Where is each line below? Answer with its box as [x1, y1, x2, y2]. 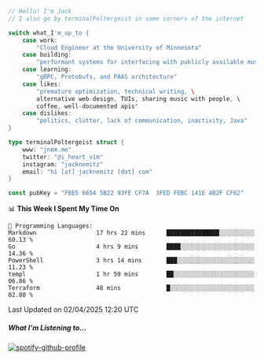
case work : [22, 36, 58, 44]
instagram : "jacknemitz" [22, 160, 104, 169]
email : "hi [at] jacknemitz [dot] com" [22, 168, 153, 176]
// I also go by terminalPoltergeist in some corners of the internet [8, 14, 244, 23]
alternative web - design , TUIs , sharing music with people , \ [36, 95, 241, 102]
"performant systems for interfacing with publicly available [36, 58, 244, 66]
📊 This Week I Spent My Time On [8, 204, 119, 213]
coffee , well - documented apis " [36, 102, 139, 110]
